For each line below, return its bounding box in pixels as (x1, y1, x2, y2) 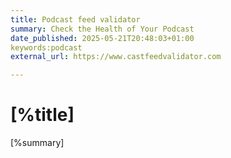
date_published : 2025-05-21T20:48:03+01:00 (10, 33, 195, 43)
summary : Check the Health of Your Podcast (10, 24, 195, 34)
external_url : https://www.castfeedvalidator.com (10, 52, 222, 62)
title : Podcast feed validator (10, 14, 141, 25)
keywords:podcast (10, 42, 83, 53)
